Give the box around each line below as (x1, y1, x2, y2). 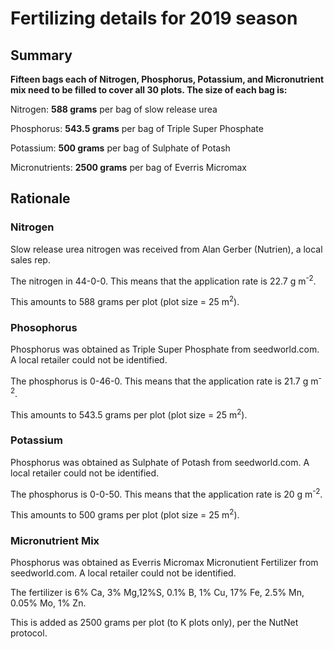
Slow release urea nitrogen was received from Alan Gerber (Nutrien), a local (10, 243, 323, 255)
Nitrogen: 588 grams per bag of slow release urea (10, 103, 218, 115)
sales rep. (10, 253, 51, 266)
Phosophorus (10, 320, 78, 334)
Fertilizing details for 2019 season (10, 7, 298, 30)
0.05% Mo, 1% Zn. (10, 597, 87, 609)
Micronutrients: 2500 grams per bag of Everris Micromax (10, 162, 247, 173)
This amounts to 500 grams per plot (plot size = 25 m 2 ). (10, 507, 240, 521)
